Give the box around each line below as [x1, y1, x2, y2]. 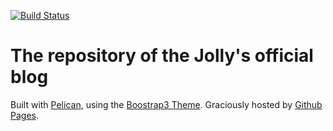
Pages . [10, 109, 39, 121]
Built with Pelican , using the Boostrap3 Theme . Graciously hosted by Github [10, 98, 323, 110]
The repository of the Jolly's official [10, 45, 314, 67]
